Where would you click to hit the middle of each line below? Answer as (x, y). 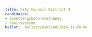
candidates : (17, 14)
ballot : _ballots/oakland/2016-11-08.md (46, 27)
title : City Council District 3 (38, 9)
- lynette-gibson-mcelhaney (33, 18)
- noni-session (20, 23)
